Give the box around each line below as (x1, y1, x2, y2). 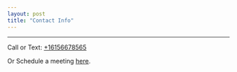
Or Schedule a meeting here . (7, 56, 91, 65)
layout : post (7, 10, 46, 18)
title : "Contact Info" (7, 17, 74, 24)
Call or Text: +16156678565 (7, 43, 87, 52)
